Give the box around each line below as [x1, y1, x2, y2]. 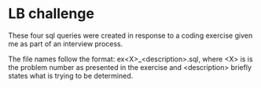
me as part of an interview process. [8, 38, 123, 48]
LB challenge [8, 5, 94, 23]
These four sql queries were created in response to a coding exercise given [8, 31, 253, 40]
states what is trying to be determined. [8, 71, 134, 80]
